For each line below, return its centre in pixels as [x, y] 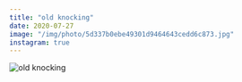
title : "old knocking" [52, 17]
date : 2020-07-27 [42, 26]
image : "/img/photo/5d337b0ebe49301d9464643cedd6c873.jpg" [122, 34]
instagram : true [39, 42]
